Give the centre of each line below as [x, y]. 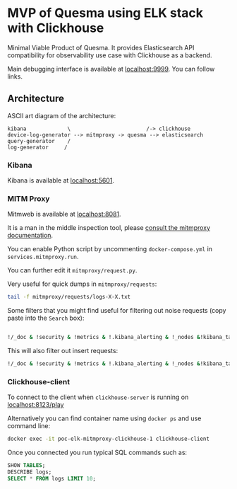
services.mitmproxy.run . [43, 257]
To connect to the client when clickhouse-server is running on [98, 397]
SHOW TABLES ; [26, 466]
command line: [29, 426]
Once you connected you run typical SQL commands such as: [97, 453]
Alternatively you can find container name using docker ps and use [104, 418]
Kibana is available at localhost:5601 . [61, 180]
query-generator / [39, 141]
